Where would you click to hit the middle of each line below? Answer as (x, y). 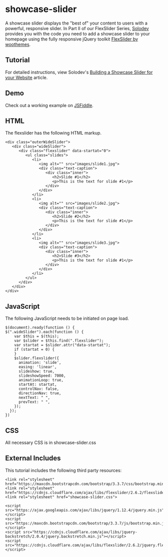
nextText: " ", (34, 398)
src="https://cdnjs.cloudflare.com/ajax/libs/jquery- (80, 532)
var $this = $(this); (36, 336)
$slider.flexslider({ (36, 358)
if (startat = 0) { (34, 350)
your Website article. (26, 77)
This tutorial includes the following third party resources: (63, 470)
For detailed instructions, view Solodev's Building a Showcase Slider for (79, 72)
